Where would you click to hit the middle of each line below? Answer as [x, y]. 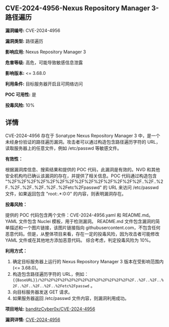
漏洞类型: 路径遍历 [24, 41]
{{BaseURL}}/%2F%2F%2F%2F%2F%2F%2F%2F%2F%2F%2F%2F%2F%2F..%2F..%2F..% [88, 280]
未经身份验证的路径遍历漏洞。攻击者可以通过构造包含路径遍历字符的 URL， [83, 142]
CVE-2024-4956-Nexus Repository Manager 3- [82, 8]
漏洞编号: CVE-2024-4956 [33, 30]
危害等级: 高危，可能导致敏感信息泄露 [44, 62]
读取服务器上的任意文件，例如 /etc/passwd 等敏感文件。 [63, 148]
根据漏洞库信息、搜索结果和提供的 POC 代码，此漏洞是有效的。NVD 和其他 [82, 169]
